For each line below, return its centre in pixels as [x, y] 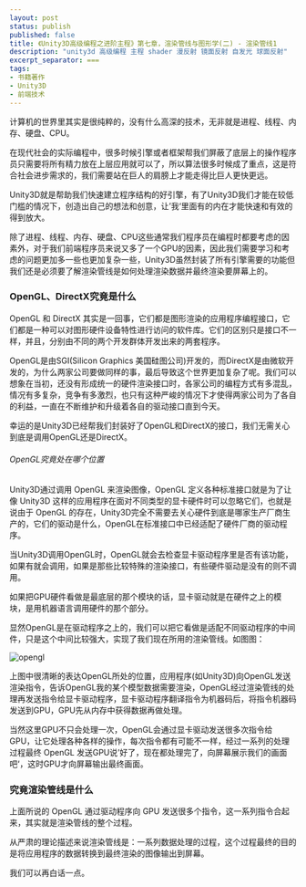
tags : [20, 69]
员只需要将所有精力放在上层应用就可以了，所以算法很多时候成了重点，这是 [149, 163]
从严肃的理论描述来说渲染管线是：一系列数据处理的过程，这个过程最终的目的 [153, 842]
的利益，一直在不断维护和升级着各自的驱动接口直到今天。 [117, 406]
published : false [42, 35]
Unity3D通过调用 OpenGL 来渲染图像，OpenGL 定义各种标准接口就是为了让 [151, 490]
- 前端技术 [27, 94]
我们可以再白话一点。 [49, 873]
